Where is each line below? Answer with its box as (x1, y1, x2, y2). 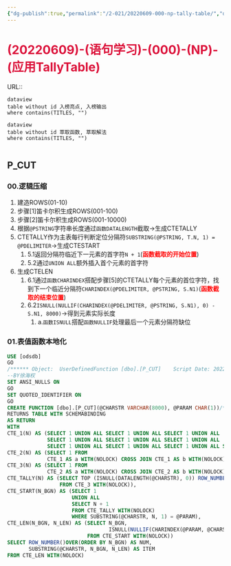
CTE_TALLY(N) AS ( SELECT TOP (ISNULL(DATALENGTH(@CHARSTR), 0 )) (7, 475, 195, 482)
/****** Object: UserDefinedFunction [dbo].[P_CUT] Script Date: (7, 366, 211, 373)
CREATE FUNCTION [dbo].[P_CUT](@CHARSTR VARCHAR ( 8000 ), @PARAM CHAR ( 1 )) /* (7, 404, 226, 411)
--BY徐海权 (7, 372, 36, 380)
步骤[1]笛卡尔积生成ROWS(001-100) (16, 207, 118, 215)
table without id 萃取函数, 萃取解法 (7, 128, 107, 135)
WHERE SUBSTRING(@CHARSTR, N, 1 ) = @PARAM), (71, 514, 201, 520)
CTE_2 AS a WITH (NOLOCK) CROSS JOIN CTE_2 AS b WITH (47, 469, 201, 476)
